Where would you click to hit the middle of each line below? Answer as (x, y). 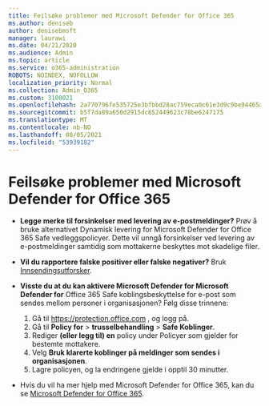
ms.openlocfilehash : (43, 105)
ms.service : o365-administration (64, 68)
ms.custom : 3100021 (41, 98)
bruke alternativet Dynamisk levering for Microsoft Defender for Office (136, 230)
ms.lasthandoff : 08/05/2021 (55, 135)
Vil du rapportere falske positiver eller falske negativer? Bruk (123, 262)
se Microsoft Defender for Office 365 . (82, 394)
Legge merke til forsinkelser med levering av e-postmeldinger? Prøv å (139, 221)
